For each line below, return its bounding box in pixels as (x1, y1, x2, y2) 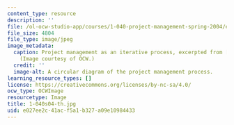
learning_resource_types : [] (7, 74, 92, 82)
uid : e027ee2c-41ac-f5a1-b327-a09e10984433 (7, 107, 136, 114)
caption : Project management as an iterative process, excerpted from (13, 49, 223, 56)
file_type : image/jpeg (7, 36, 73, 43)
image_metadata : (7, 42, 54, 49)
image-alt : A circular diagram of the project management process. (13, 68, 214, 75)
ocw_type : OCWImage (7, 87, 64, 94)
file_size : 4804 (7, 29, 54, 37)
